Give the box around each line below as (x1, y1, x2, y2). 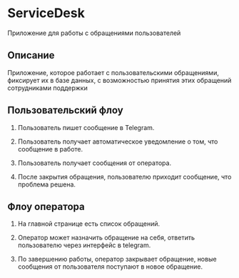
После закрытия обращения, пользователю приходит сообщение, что (17, 172, 232, 181)
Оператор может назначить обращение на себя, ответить (17, 234, 195, 242)
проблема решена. (17, 180, 76, 189)
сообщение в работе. (17, 144, 83, 153)
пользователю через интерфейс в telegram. (17, 241, 151, 249)
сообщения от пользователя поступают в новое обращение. (17, 262, 203, 271)
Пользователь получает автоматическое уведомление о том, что (17, 137, 218, 146)
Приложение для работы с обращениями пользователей (7, 29, 181, 37)
